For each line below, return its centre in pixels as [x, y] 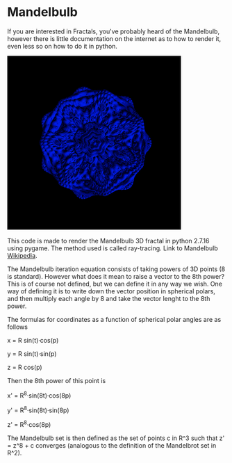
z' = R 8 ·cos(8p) [29, 424]
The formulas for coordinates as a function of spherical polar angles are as [114, 319]
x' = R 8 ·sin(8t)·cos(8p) [39, 395]
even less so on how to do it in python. [63, 46]
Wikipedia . [22, 255]
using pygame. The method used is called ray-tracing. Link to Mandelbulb [113, 248]
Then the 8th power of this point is [57, 380]
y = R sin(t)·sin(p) [32, 354]
